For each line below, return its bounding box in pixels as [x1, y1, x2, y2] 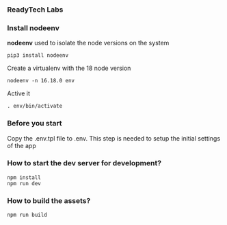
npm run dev [7, 180, 41, 187]
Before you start [7, 119, 62, 128]
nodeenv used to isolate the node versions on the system [7, 39, 170, 47]
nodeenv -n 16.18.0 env [7, 78, 75, 84]
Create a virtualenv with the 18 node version [7, 64, 131, 73]
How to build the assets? [7, 196, 91, 205]
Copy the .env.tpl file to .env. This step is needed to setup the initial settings [7, 134, 221, 142]
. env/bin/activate [7, 103, 63, 110]
